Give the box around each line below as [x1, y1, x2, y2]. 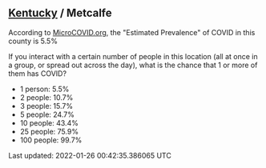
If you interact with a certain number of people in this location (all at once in [8, 51, 258, 61]
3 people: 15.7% [19, 101, 74, 110]
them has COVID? [8, 68, 66, 78]
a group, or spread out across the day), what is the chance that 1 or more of [8, 60, 258, 70]
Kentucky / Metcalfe [8, 6, 112, 20]
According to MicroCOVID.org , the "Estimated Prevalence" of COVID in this [8, 27, 256, 37]
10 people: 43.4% [19, 118, 79, 127]
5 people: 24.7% [19, 110, 75, 119]
